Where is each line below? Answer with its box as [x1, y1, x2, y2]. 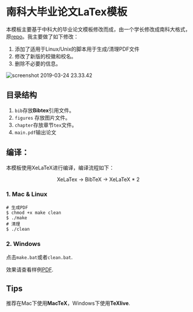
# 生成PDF [6, 204, 28, 210]
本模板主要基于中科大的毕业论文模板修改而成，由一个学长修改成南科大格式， [6, 26, 191, 33]
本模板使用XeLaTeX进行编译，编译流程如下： [6, 164, 115, 171]
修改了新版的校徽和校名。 [14, 53, 77, 60]
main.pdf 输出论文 [14, 129, 57, 136]
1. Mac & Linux [6, 190, 48, 199]
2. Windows [6, 240, 41, 248]
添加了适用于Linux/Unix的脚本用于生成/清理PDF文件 [14, 45, 140, 53]
